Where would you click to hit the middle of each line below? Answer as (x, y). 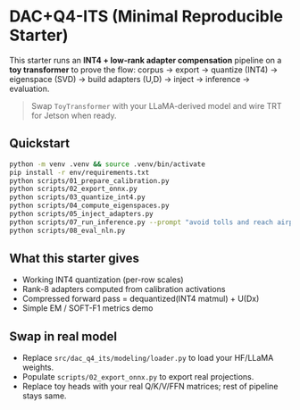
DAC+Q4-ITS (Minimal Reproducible (146, 17)
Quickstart (40, 143)
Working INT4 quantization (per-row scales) (103, 280)
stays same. (44, 396)
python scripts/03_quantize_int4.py (77, 197)
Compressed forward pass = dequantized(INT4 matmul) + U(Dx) (141, 299)
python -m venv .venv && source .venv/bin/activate (107, 164)
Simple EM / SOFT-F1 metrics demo (87, 308)
